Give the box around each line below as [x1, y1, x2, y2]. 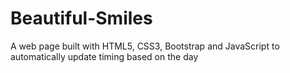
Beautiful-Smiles [10, 7, 153, 30]
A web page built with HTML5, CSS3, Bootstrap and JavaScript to [10, 40, 280, 52]
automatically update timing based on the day [10, 50, 199, 62]
